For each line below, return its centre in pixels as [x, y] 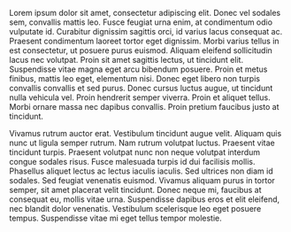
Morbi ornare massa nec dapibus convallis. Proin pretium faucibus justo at [145, 107]
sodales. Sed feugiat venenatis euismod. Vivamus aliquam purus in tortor [142, 180]
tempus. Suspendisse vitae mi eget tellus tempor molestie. [116, 218]
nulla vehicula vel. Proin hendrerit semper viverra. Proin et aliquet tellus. [140, 97]
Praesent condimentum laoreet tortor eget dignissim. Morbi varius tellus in [145, 41]
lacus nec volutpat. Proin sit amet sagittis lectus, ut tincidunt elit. [126, 60]
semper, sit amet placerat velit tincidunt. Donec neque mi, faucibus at [135, 190]
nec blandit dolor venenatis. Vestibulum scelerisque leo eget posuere [135, 209]
